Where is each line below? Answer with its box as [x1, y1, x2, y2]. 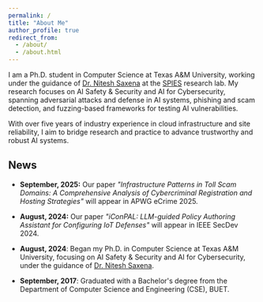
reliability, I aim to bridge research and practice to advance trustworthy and [8, 127, 254, 137]
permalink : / [8, 11, 51, 20]
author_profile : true [8, 26, 80, 34]
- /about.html [15, 48, 62, 56]
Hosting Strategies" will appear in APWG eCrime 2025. [19, 196, 199, 206]
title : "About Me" [8, 19, 69, 27]
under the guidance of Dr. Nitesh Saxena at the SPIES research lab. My [8, 78, 239, 88]
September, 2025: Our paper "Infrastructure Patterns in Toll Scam [19, 179, 237, 189]
